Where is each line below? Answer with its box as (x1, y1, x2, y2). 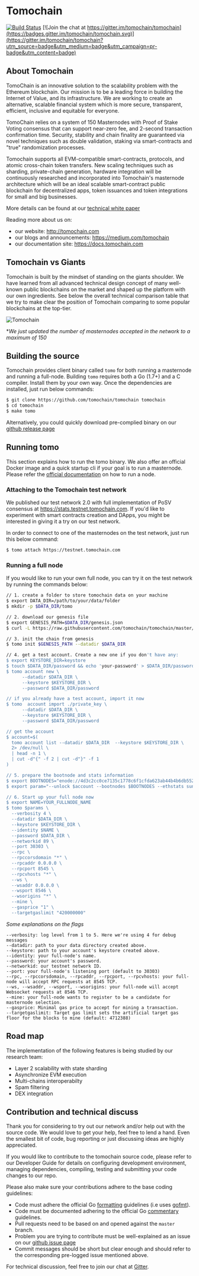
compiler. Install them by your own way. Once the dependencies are (6, 379, 172, 387)
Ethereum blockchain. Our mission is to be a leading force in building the (6, 88, 183, 95)
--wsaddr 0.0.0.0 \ (11, 882, 60, 888)
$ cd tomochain (6, 403, 44, 409)
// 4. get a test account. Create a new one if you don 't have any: (6, 652, 179, 658)
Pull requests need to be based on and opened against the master (14, 1220, 175, 1227)
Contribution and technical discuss (6, 1107, 139, 1117)
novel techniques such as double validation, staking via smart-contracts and (6, 138, 192, 145)
